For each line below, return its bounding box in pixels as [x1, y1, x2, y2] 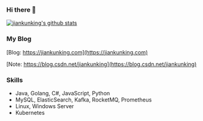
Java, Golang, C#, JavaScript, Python [15, 89, 110, 97]
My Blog [6, 35, 32, 43]
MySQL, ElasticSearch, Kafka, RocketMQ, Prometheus [15, 96, 152, 103]
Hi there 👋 [6, 5, 37, 14]
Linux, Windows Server [15, 102, 74, 109]
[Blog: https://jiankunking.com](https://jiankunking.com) [6, 48, 148, 56]
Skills [6, 76, 23, 84]
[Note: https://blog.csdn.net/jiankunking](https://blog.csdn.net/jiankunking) [6, 61, 197, 68]
